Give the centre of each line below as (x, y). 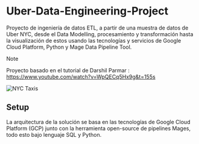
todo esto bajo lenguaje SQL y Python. (54, 134)
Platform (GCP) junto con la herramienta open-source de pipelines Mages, (99, 128)
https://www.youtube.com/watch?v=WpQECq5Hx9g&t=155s (81, 77)
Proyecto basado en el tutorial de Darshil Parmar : (68, 70)
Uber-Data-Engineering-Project (87, 11)
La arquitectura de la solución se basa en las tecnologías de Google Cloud (98, 122)
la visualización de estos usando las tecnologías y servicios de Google (94, 40)
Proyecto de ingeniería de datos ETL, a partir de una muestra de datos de (97, 28)
